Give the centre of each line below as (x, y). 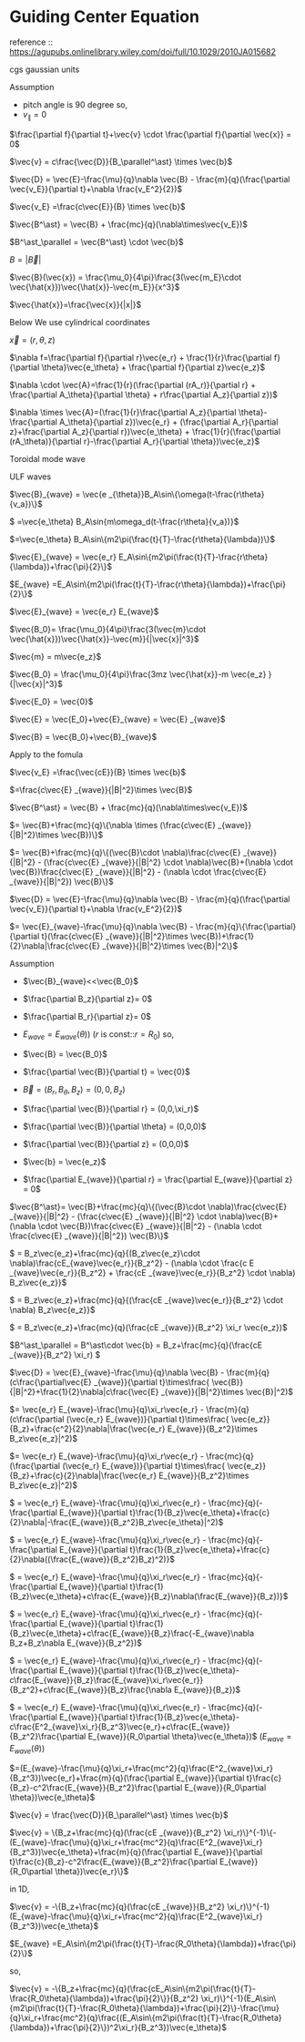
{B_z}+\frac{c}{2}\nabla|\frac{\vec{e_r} (83, 1476)
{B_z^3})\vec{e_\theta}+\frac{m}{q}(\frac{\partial (101, 1852)
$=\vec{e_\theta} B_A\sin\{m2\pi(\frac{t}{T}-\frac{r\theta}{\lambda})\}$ (142, 539)
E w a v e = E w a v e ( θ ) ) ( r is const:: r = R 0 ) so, (98, 1035)
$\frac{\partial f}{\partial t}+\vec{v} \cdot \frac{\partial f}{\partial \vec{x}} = (151, 134)
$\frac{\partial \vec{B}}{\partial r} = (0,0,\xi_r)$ (111, 1109)
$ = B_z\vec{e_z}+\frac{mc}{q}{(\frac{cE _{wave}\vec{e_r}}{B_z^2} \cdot (147, 1300)
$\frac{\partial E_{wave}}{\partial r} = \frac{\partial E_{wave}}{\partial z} (158, 1180)
